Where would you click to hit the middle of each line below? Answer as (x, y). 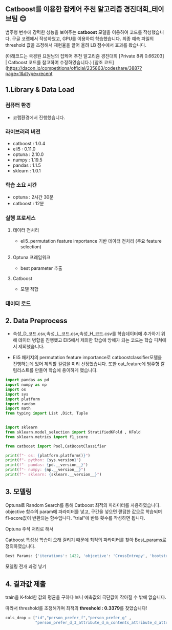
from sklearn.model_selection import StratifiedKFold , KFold (73, 432)
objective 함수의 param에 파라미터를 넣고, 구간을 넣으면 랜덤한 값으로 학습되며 (84, 511)
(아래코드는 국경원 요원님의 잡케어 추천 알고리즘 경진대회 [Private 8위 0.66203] (85, 56)
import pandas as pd (27, 380)
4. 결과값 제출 (26, 584)
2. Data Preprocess (36, 320)
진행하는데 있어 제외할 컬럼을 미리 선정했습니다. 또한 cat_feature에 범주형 (86, 364)
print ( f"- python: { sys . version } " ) (43, 460)
